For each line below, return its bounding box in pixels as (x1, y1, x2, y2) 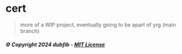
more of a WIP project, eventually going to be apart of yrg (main (20, 21, 176, 28)
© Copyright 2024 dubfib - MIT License (5, 41, 105, 48)
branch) (20, 27, 40, 34)
